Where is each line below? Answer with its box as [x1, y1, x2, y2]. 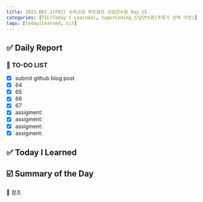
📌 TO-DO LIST [6, 61, 48, 69]
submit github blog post [15, 75, 75, 82]
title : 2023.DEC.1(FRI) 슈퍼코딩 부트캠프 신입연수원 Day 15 [6, 8, 147, 15]
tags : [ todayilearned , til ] [6, 20, 78, 26]
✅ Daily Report [6, 42, 63, 53]
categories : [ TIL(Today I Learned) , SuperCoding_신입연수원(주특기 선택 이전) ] [6, 15, 198, 21]
